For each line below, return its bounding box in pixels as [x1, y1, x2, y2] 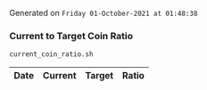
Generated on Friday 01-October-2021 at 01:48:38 [9, 8, 198, 18]
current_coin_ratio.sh [9, 50, 94, 59]
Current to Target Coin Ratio [9, 29, 134, 42]
